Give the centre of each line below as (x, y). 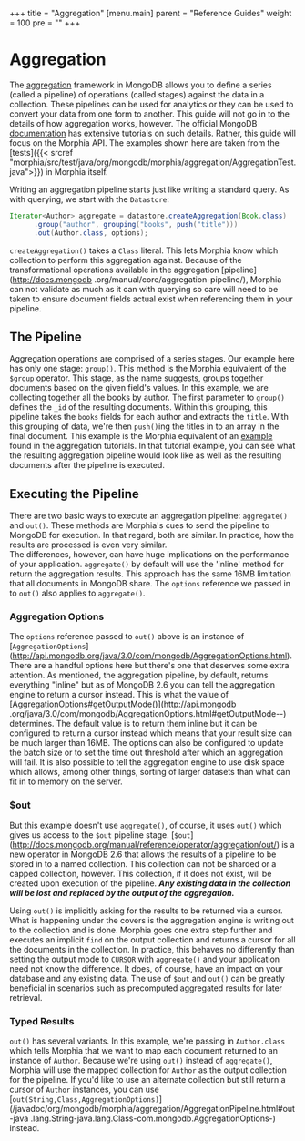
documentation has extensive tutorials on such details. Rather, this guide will (152, 133)
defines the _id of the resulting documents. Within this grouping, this (138, 407)
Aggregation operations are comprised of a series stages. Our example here (152, 359)
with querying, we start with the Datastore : (90, 199)
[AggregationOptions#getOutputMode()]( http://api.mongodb (123, 704)
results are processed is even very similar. (88, 545)
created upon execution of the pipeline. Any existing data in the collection (150, 883)
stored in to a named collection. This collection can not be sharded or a (143, 863)
